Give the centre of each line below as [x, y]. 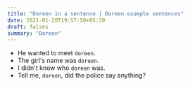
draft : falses [28, 27]
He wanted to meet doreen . [56, 53]
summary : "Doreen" [34, 33]
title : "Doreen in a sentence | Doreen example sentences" [96, 14]
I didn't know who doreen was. [61, 68]
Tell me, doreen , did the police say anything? [82, 76]
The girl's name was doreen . [58, 61]
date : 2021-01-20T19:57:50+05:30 [56, 20]
